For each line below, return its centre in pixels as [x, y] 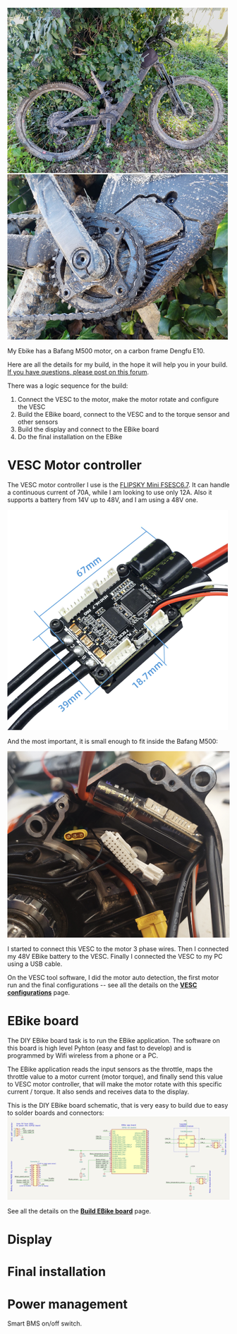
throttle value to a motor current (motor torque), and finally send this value [115, 1077]
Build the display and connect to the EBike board [88, 429]
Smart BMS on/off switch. [45, 1323]
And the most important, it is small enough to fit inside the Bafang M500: [113, 741]
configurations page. [39, 993]
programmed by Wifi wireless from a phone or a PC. [83, 1055]
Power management [68, 1304]
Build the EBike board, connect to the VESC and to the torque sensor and [123, 414]
